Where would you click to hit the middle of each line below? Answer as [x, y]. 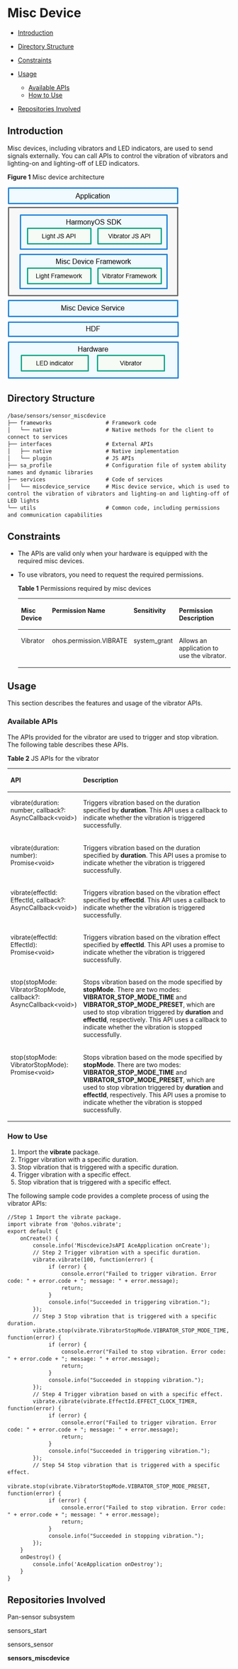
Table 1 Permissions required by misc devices [84, 589]
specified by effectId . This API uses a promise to [154, 945]
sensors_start [27, 1631]
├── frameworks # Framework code [82, 423]
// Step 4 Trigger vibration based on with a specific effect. [128, 1394]
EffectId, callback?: [38, 900]
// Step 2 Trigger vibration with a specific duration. [117, 1252]
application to [199, 648]
